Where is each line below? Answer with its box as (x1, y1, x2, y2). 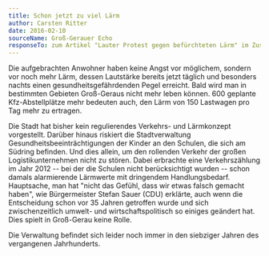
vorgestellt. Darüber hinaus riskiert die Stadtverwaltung (8, 130, 191, 140)
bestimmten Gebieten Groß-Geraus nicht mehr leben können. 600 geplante (8, 89, 256, 98)
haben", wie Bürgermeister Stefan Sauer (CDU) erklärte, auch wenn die (8, 190, 243, 199)
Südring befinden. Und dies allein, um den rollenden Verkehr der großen (8, 147, 247, 157)
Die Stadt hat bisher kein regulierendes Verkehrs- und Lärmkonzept (8, 122, 231, 131)
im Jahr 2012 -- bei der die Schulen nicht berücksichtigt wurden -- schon (8, 164, 251, 174)
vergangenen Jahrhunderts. (8, 239, 101, 249)
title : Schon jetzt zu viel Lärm (8, 11, 120, 20)
